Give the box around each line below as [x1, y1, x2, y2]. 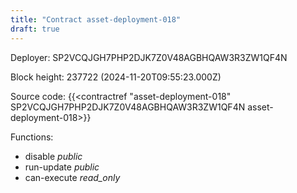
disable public [24, 150, 83, 162]
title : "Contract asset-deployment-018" [10, 14, 182, 25]
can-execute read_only [24, 171, 121, 183]
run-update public [24, 161, 100, 173]
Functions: [10, 131, 54, 143]
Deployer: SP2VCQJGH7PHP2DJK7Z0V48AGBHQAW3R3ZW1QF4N [10, 51, 288, 63]
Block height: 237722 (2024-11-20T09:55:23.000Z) [10, 71, 222, 83]
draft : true [10, 24, 60, 34]
